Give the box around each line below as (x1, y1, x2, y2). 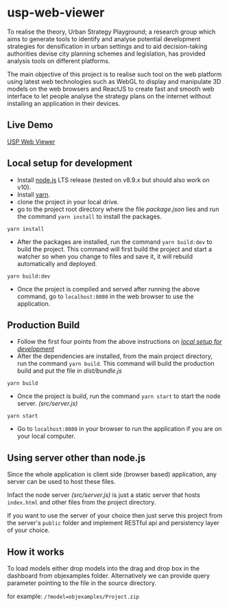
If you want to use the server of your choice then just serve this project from (7, 511, 223, 520)
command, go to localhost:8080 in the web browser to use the (16, 292, 194, 300)
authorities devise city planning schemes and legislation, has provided (7, 49, 206, 58)
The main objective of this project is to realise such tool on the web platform (7, 70, 222, 78)
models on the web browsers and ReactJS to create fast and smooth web (7, 85, 215, 93)
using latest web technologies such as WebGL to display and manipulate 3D (7, 77, 221, 85)
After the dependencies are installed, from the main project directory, (16, 352, 213, 360)
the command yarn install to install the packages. (16, 212, 162, 221)
